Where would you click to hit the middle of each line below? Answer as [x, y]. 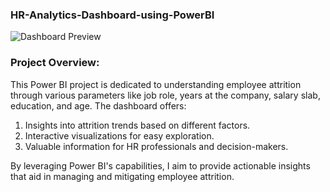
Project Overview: [55, 63]
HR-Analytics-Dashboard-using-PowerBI [112, 15]
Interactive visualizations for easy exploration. [119, 135]
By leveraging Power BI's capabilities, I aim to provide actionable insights [160, 165]
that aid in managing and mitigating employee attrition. [122, 176]
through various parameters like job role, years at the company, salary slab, [165, 95]
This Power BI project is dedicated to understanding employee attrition [156, 84]
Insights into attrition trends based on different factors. [137, 125]
